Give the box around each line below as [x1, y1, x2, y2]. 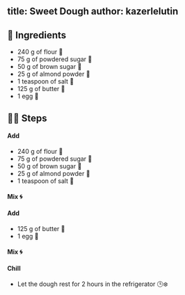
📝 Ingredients [7, 29, 67, 41]
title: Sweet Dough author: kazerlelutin [7, 6, 179, 17]
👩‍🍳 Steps [7, 112, 47, 124]
